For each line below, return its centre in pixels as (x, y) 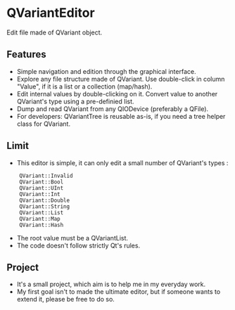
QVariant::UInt (42, 188)
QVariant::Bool (42, 182)
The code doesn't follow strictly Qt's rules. (78, 245)
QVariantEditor (51, 13)
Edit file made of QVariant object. (55, 32)
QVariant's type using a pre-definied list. (75, 101)
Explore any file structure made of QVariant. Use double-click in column (121, 79)
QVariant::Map (40, 219)
